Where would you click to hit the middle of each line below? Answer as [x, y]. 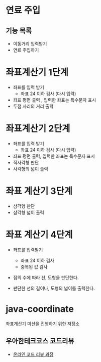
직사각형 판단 [26, 162]
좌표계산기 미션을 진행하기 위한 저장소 [43, 324]
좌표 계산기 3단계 [39, 191]
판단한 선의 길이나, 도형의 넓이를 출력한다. [54, 288]
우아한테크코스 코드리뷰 [40, 341]
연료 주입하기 [26, 50]
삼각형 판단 [24, 206]
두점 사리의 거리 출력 [33, 106]
